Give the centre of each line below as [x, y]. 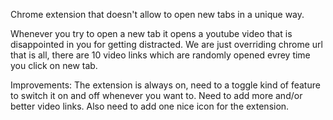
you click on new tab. [54, 65]
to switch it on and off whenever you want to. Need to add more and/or [156, 95]
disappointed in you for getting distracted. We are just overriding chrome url [166, 44]
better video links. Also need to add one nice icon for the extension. [150, 106]
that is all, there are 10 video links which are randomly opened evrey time [160, 55]
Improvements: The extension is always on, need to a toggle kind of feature [165, 85]
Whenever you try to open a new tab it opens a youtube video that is [151, 33]
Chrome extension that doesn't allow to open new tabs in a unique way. [157, 14]
